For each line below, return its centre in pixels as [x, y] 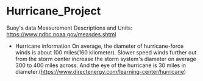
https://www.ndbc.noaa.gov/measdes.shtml [61, 34]
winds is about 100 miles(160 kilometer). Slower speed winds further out [106, 52]
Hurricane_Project [54, 11]
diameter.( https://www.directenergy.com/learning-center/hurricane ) [100, 71]
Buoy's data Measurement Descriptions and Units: [69, 28]
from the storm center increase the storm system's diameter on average [105, 59]
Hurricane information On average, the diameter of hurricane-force [99, 46]
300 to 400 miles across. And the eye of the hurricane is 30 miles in [101, 65]
